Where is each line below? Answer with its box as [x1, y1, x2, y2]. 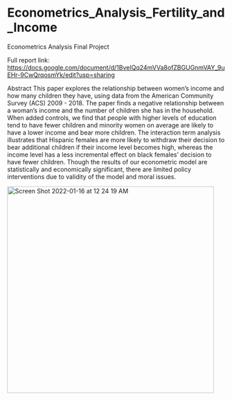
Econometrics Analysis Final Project [7, 42, 109, 51]
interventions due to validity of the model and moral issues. [7, 172, 177, 181]
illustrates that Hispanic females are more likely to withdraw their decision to [7, 135, 225, 144]
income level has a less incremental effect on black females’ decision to [7, 150, 212, 159]
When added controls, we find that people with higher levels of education [7, 113, 217, 122]
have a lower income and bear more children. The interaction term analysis [7, 128, 221, 137]
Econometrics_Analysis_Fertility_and [7, 5, 225, 21]
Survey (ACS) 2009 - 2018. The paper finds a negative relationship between [7, 98, 224, 107]
